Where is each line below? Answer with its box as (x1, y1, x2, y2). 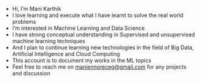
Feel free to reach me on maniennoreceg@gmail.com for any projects (12, 63, 187, 70)
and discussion (12, 70, 51, 77)
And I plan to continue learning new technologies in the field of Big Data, (12, 44, 194, 51)
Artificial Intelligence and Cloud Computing (12, 50, 120, 57)
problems (12, 18, 37, 25)
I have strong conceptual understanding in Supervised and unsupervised (12, 31, 196, 38)
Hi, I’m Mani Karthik (12, 5, 62, 12)
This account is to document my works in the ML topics (12, 57, 152, 64)
